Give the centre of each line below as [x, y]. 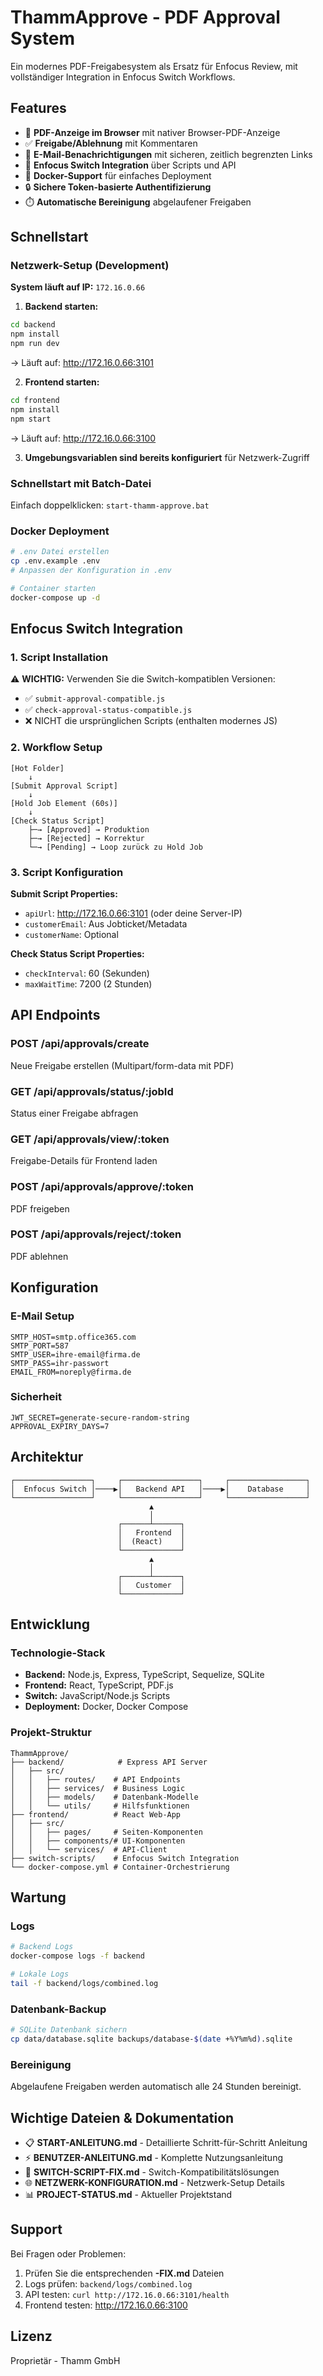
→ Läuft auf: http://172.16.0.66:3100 [83, 438]
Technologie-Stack [58, 1653]
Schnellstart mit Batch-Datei [81, 483]
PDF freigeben [40, 1208]
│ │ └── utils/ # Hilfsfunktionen [100, 1806]
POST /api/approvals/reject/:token [96, 1234]
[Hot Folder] [37, 768]
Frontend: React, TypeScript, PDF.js [99, 1685]
